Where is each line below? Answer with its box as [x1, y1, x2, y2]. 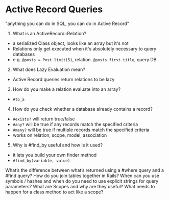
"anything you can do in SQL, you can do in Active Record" [5, 20, 129, 27]
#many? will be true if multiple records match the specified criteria [12, 127, 150, 133]
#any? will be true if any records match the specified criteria [12, 121, 138, 127]
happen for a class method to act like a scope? [5, 189, 104, 195]
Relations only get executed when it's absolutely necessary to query [12, 45, 157, 52]
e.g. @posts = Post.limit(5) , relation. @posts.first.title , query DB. [12, 56, 158, 62]
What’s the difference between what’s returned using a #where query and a [5, 167, 164, 173]
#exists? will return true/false [12, 116, 75, 122]
